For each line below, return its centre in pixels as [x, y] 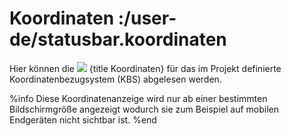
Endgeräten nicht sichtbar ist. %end [83, 119]
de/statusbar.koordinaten [118, 39]
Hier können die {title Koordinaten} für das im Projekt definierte [145, 68]
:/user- [147, 18]
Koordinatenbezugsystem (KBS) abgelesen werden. [115, 79]
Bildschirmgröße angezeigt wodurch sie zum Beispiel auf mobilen [144, 109]
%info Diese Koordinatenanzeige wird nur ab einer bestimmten [138, 98]
